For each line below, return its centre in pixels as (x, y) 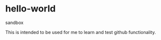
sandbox (15, 22)
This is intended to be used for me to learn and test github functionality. (81, 32)
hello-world (31, 9)
